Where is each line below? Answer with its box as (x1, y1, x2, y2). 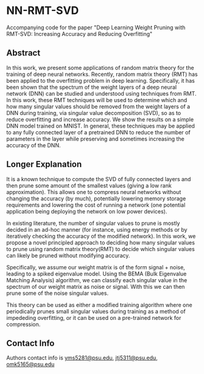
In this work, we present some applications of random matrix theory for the (6, 64, 194, 71)
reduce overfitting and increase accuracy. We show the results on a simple (6, 116, 194, 123)
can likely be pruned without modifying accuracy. (6, 252, 130, 259)
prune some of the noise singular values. (6, 289, 108, 297)
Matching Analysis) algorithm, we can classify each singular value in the (6, 276, 188, 283)
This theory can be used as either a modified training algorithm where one (6, 301, 193, 308)
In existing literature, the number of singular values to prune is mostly (6, 220, 180, 227)
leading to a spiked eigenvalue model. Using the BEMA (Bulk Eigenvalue (6, 270, 187, 277)
